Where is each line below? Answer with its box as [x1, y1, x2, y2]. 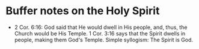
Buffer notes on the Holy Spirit [5, 4, 160, 18]
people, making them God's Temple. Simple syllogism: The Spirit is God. [14, 36, 194, 43]
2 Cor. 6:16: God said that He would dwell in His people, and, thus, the [14, 24, 188, 31]
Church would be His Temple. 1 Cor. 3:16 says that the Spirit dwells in [14, 30, 186, 37]
